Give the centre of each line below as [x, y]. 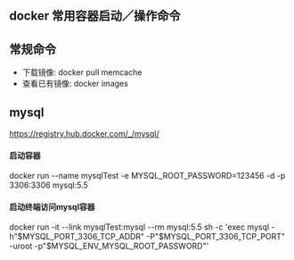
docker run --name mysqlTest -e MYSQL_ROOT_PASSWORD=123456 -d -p [147, 176]
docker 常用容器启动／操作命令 [95, 16]
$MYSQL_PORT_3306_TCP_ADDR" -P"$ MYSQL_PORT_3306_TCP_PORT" [151, 237]
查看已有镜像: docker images [75, 84]
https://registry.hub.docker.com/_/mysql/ [84, 134]
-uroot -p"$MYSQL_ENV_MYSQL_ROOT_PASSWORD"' [109, 246]
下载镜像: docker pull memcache [82, 72]
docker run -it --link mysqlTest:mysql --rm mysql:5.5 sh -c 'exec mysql [139, 227]
